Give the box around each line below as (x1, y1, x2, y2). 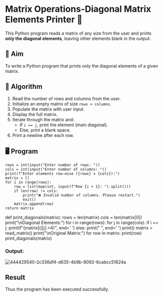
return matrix (5, 206, 34, 211)
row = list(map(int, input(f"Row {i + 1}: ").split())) (14, 184, 131, 189)
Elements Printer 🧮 (5, 14, 83, 25)
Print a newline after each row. (12, 132, 74, 138)
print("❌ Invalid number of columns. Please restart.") (23, 193, 140, 198)
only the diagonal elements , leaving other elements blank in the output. (5, 36, 151, 41)
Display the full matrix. (12, 111, 58, 117)
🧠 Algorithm (5, 82, 43, 91)
